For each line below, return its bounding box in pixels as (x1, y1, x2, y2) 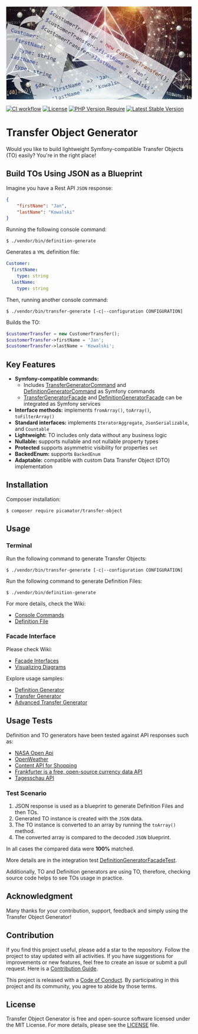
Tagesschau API (14, 774, 54, 782)
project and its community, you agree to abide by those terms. (6, 983, 157, 990)
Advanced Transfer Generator (14, 698, 88, 705)
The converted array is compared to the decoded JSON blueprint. (14, 833, 171, 841)
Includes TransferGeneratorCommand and (23, 382, 127, 389)
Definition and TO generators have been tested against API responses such (6, 731, 189, 738)
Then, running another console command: (6, 296, 108, 303)
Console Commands (14, 611, 65, 618)
